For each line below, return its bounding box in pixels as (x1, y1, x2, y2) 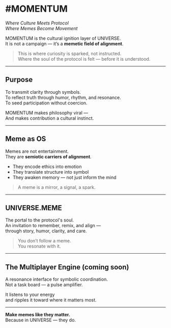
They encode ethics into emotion (12, 163, 82, 170)
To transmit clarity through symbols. (5, 89, 81, 95)
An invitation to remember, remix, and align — (5, 223, 101, 229)
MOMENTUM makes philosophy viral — (5, 110, 88, 116)
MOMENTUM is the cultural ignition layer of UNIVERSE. (5, 35, 121, 41)
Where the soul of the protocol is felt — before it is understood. (17, 56, 151, 62)
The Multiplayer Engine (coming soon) (5, 263, 129, 271)
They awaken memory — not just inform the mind (12, 174, 117, 180)
